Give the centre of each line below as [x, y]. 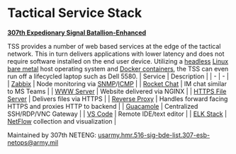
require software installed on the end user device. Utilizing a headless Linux [118, 61]
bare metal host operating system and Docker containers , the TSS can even [118, 69]
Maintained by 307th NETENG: [52, 135]
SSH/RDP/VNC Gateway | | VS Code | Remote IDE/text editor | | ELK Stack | [117, 114]
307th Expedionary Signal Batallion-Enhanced [77, 32]
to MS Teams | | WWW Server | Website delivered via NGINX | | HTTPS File [117, 91]
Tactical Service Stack [75, 13]
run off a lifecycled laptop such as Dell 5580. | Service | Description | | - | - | [118, 76]
